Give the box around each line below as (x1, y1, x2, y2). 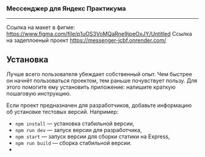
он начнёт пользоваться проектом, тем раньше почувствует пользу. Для (6, 77, 197, 85)
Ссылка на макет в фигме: (6, 24, 75, 31)
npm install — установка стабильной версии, (15, 120, 135, 127)
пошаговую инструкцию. (6, 90, 71, 97)
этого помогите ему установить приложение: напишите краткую (6, 83, 176, 91)
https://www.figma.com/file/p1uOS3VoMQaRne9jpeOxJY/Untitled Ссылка (6, 30, 192, 38)
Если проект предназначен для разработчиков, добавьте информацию (6, 102, 192, 109)
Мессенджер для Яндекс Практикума (6, 4, 126, 13)
